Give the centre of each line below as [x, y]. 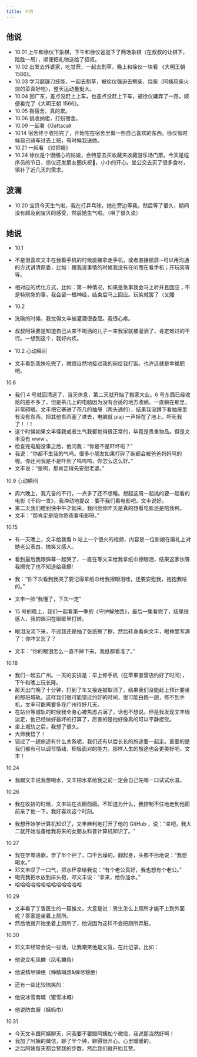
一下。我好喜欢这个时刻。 [66, 811]
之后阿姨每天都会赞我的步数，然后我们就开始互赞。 [76, 1048]
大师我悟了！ [30, 734]
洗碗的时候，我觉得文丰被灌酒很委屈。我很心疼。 [74, 319]
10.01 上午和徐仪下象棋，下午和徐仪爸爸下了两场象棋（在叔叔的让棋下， [101, 52]
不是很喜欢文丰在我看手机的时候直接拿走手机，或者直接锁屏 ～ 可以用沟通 [102, 260]
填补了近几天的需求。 [40, 170]
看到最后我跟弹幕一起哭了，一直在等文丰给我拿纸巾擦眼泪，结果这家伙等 [102, 559]
